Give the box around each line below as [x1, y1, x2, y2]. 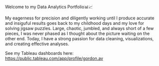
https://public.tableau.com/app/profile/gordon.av [5, 55, 104, 61]
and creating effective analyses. [5, 41, 70, 47]
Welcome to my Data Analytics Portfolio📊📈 [5, 4, 93, 10]
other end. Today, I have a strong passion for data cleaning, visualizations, [5, 36, 154, 41]
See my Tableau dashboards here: [5, 50, 74, 56]
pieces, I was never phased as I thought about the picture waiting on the [5, 31, 150, 36]
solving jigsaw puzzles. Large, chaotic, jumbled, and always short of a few [5, 26, 154, 31]
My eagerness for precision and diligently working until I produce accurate [5, 15, 155, 21]
